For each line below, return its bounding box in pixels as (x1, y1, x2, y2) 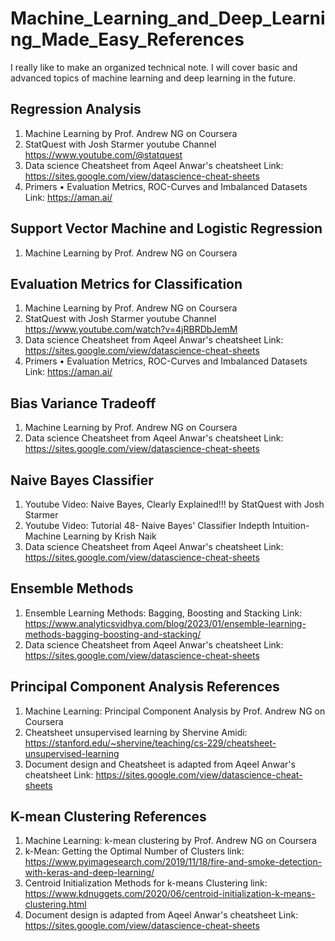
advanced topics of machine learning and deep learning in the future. (10, 72, 297, 84)
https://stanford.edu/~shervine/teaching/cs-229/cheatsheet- (24, 737, 277, 749)
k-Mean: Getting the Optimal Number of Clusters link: (24, 845, 245, 857)
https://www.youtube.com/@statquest (24, 148, 183, 161)
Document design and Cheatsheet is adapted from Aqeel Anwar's (24, 758, 296, 770)
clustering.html (24, 898, 87, 911)
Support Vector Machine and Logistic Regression (10, 220, 323, 237)
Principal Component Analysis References (10, 678, 280, 696)
